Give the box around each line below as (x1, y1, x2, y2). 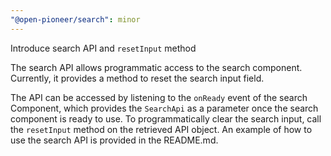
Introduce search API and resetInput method (10, 42, 197, 54)
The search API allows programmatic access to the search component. (10, 61, 303, 73)
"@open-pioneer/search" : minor (10, 14, 141, 25)
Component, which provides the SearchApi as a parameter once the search (10, 102, 319, 114)
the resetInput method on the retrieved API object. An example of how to (10, 123, 313, 135)
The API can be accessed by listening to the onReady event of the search (10, 91, 308, 103)
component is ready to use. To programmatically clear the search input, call (10, 112, 322, 125)
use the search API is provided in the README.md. (10, 134, 219, 146)
